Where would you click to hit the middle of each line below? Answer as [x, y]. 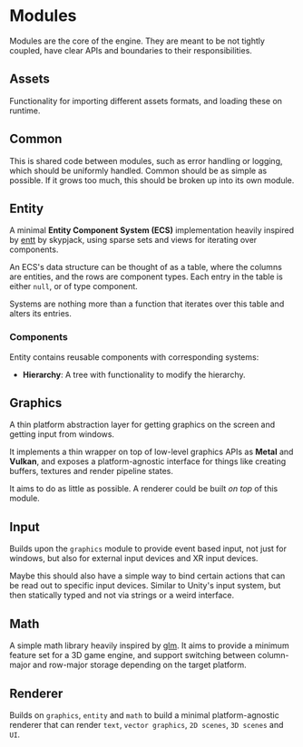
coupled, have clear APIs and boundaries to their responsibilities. [131, 50]
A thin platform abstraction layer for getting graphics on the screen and [142, 425]
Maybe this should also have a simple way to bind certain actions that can [147, 576]
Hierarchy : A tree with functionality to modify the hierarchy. [134, 374]
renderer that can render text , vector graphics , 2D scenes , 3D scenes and [147, 724]
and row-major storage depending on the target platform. [140, 665]
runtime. [25, 111]
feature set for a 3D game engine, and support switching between [132, 655]
